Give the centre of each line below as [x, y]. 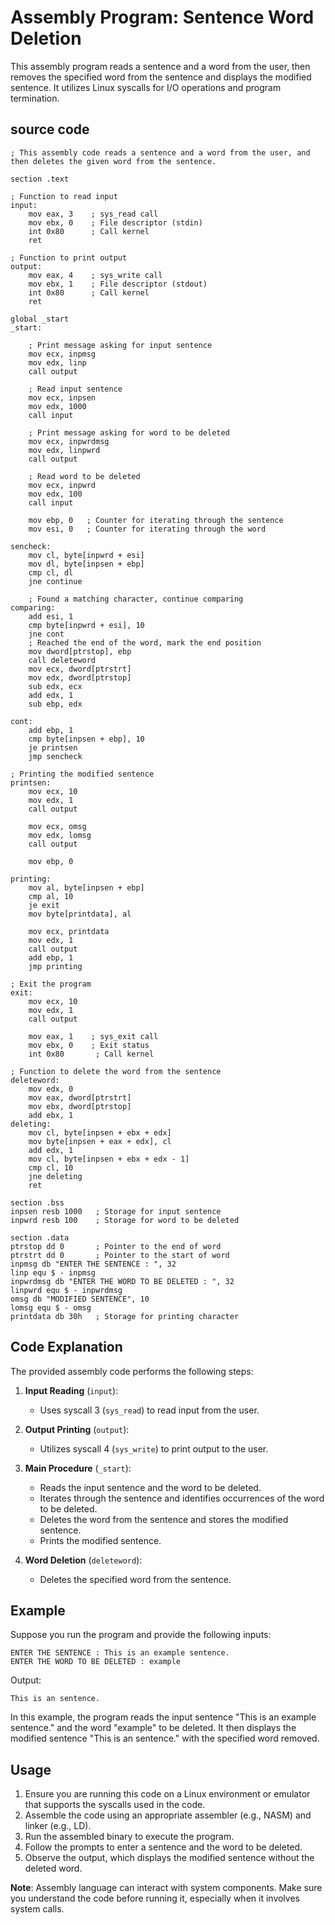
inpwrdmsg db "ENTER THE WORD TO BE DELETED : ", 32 [122, 1281]
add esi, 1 [51, 616]
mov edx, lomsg [60, 835]
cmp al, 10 [51, 896]
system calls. [37, 1909]
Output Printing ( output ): [77, 1429]
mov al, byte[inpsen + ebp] [86, 887]
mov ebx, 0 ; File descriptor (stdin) [115, 222]
